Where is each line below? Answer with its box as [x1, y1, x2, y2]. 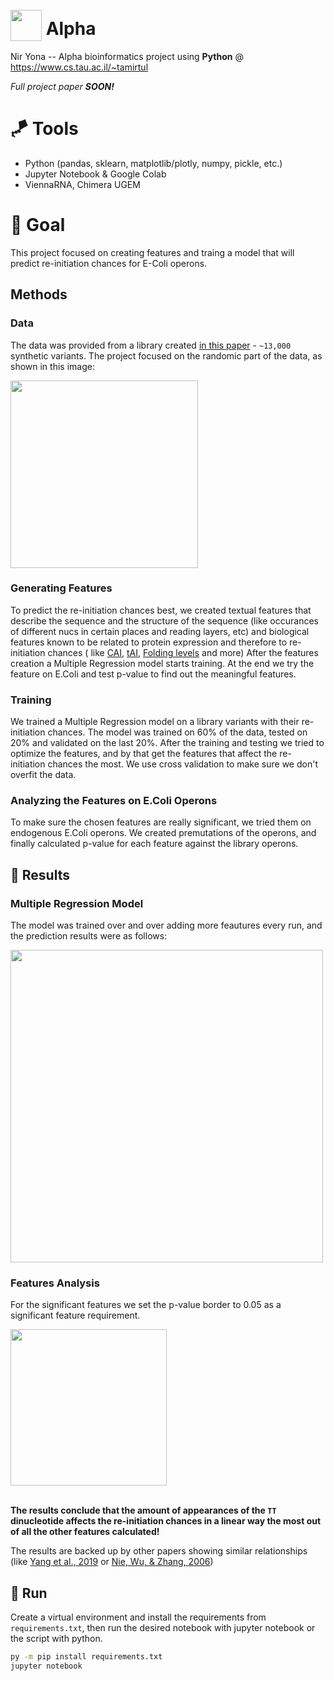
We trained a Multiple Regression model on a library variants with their [10, 716, 300, 728]
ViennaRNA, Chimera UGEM [24, 178, 141, 190]
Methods [10, 286, 68, 303]
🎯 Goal [10, 214, 66, 237]
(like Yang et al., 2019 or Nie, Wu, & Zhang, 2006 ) [10, 1556, 214, 1568]
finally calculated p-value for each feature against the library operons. [10, 838, 299, 850]
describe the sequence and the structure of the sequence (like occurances [10, 614, 319, 627]
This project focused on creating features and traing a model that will [10, 246, 295, 258]
